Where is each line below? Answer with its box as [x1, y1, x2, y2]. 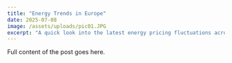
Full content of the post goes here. [7, 48, 106, 56]
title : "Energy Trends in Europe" [7, 10, 107, 17]
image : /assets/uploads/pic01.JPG [7, 23, 107, 29]
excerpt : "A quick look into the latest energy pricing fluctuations [7, 29, 212, 36]
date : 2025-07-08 [7, 16, 57, 23]
